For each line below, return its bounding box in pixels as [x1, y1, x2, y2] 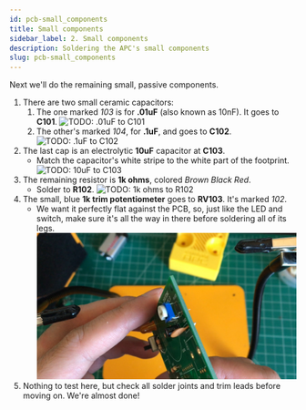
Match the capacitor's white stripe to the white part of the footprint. [36, 155, 290, 166]
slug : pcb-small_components [9, 53, 117, 63]
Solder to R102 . [36, 184, 95, 195]
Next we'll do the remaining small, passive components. [9, 79, 219, 90]
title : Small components [9, 24, 104, 34]
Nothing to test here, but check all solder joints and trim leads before [22, 380, 280, 391]
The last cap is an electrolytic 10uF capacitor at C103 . [22, 146, 226, 157]
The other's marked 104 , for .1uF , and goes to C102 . [36, 126, 232, 137]
